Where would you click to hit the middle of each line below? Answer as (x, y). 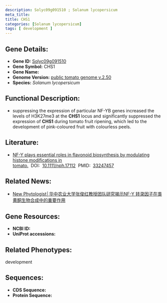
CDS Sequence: (29, 290)
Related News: (28, 181)
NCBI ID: (22, 229)
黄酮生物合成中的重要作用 (39, 200)
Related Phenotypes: (39, 250)
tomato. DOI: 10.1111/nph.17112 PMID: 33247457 (63, 165)
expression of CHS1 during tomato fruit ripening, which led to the (79, 121)
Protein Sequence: (32, 295)
